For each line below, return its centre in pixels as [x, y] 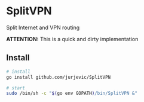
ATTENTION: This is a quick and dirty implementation [72, 39]
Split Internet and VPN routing [43, 27]
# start [16, 88]
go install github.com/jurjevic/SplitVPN [59, 77]
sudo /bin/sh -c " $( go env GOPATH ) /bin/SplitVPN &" [72, 94]
